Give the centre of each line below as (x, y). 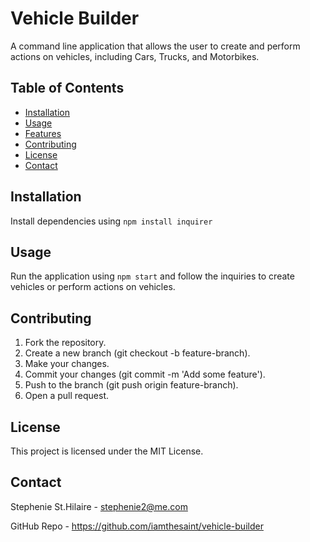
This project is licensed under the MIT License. (107, 451)
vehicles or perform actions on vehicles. (93, 287)
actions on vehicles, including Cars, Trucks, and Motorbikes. (135, 56)
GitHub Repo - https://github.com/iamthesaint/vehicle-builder (137, 526)
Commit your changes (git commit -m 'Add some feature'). (145, 374)
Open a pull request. (67, 396)
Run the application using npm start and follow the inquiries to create (152, 276)
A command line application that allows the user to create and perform (155, 46)
